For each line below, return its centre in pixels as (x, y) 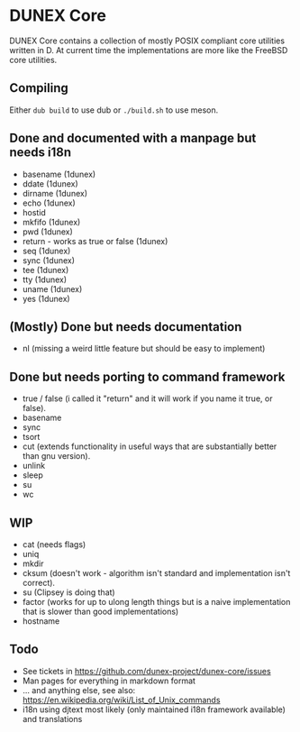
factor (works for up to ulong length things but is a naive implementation (156, 602)
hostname (41, 621)
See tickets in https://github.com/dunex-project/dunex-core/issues (147, 671)
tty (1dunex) (45, 279)
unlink (34, 466)
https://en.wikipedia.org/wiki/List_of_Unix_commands (121, 700)
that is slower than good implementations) (100, 611)
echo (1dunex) (49, 203)
